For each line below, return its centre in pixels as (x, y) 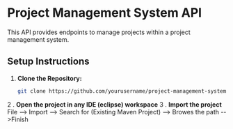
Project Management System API (105, 13)
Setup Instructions (48, 62)
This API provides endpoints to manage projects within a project (99, 32)
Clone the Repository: (49, 78)
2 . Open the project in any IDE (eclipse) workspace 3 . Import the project (115, 104)
